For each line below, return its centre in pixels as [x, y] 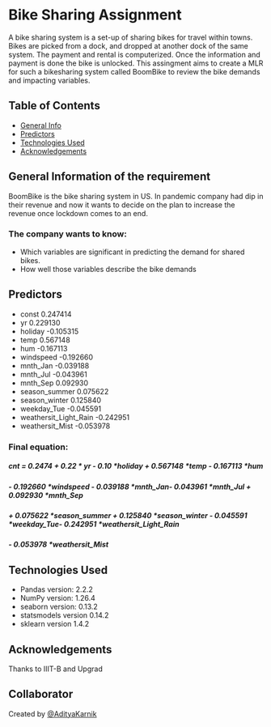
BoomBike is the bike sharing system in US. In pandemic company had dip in [136, 196]
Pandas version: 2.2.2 [56, 589]
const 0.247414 [46, 314]
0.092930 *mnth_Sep [46, 495]
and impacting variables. [49, 80]
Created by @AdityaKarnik [53, 713]
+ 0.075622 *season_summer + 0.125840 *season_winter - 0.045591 [128, 515]
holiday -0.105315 [49, 331]
